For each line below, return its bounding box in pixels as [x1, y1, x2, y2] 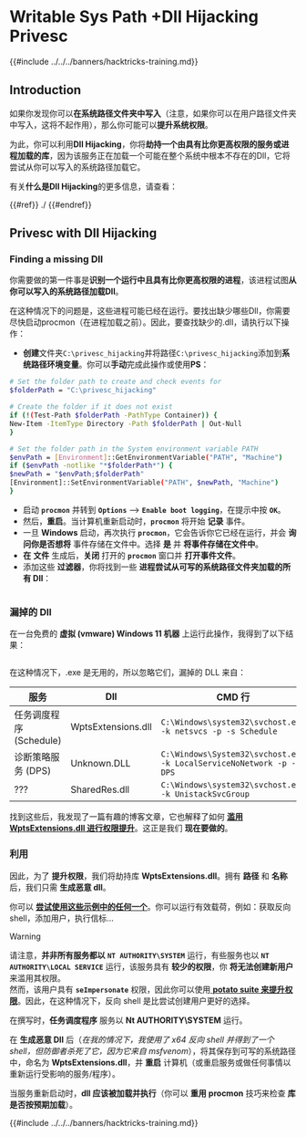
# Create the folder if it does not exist [9, 402, 173, 412]
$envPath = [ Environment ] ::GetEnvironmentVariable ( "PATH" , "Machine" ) [9, 453, 283, 462]
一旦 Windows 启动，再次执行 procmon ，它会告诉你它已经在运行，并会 [22, 527, 287, 537]
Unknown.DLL [70, 757, 131, 770]
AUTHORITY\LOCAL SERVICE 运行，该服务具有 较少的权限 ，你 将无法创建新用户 [9, 961, 294, 972]
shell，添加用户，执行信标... [9, 913, 114, 923]
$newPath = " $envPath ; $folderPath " [9, 470, 145, 479]
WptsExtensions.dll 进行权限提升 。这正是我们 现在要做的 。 [9, 823, 233, 834]
